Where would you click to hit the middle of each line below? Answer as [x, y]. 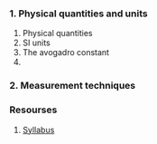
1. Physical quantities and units [78, 14]
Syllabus [38, 130]
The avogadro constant [66, 53]
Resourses [33, 110]
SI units [37, 43]
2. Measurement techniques [73, 86]
